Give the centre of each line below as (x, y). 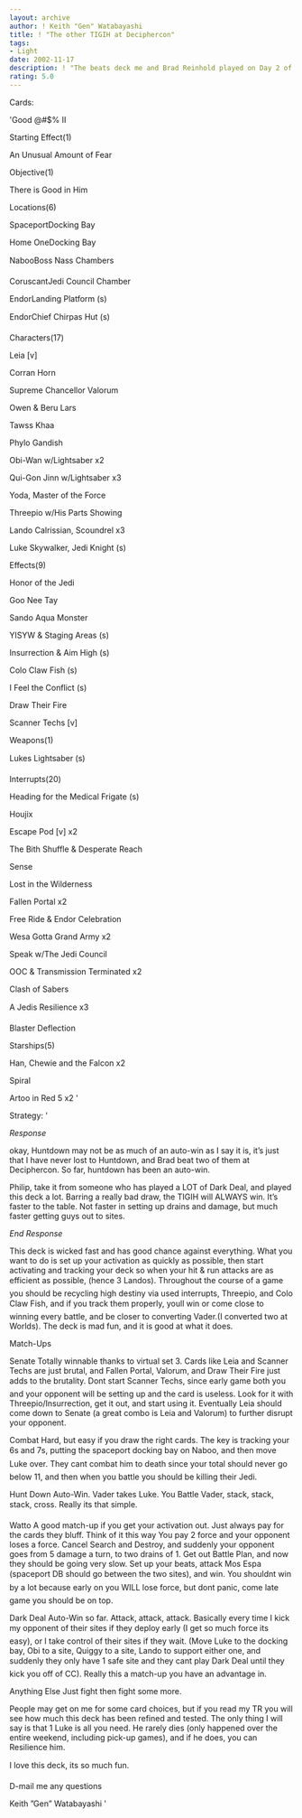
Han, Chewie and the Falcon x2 (68, 1063)
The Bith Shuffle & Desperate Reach (76, 849)
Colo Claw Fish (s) (44, 670)
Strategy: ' (28, 1115)
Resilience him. (37, 1747)
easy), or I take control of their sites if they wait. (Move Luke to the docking (149, 1641)
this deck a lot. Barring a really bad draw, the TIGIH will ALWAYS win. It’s (144, 1197)
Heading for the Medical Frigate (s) (74, 797)
